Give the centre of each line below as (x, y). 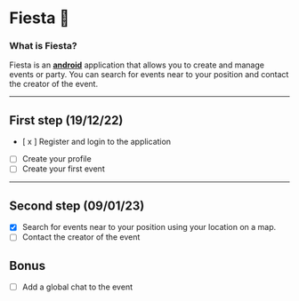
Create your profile (57, 159)
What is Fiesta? (43, 46)
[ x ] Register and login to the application (97, 142)
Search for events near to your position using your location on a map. (149, 227)
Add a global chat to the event (77, 287)
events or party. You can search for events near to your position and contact (149, 75)
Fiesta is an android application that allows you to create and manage (137, 65)
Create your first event (63, 169)
